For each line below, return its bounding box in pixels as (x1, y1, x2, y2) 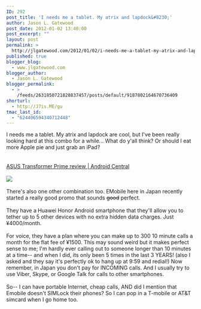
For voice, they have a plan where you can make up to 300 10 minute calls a (6, 232, 193, 240)
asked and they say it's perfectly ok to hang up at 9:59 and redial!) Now (6, 258, 182, 265)
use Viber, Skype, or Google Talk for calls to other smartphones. (6, 271, 165, 278)
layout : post (6, 37, 39, 43)
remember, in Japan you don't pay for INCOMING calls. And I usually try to (6, 264, 190, 271)
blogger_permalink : (6, 81, 55, 87)
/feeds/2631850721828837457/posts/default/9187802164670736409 (17, 92, 178, 98)
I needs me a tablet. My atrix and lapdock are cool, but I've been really (6, 131, 180, 138)
